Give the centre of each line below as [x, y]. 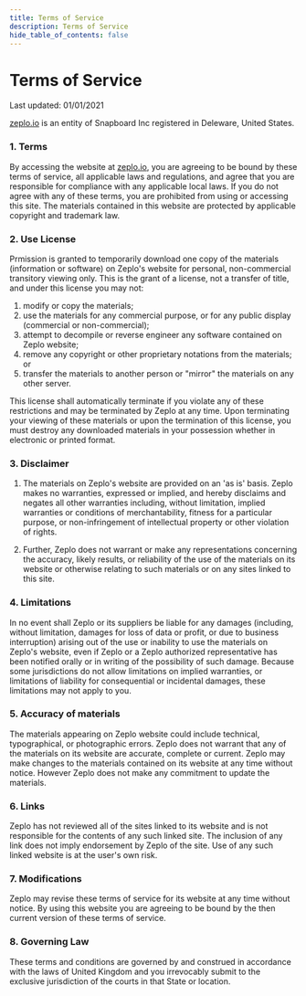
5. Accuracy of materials [65, 714]
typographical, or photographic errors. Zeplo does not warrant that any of [148, 743]
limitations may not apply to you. [71, 690]
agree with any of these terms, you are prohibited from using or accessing [149, 196]
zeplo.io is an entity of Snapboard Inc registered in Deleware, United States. [152, 123]
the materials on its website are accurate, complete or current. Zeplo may [148, 753]
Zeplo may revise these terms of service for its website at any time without [150, 899]
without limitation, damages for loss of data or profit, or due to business [144, 632]
